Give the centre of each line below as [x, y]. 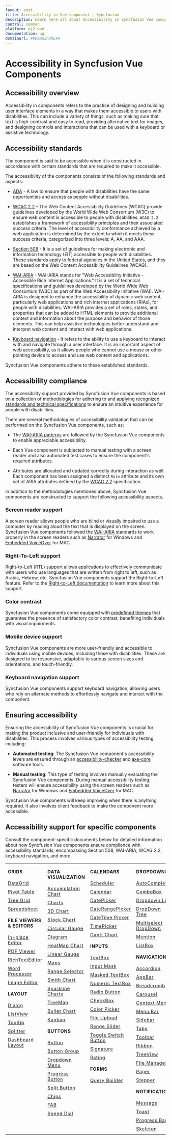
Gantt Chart [104, 934]
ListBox [145, 946]
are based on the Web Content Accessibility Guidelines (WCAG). [80, 265]
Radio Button [105, 992]
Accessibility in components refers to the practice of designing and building [85, 105]
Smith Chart [62, 980]
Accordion [148, 968]
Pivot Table [21, 892]
